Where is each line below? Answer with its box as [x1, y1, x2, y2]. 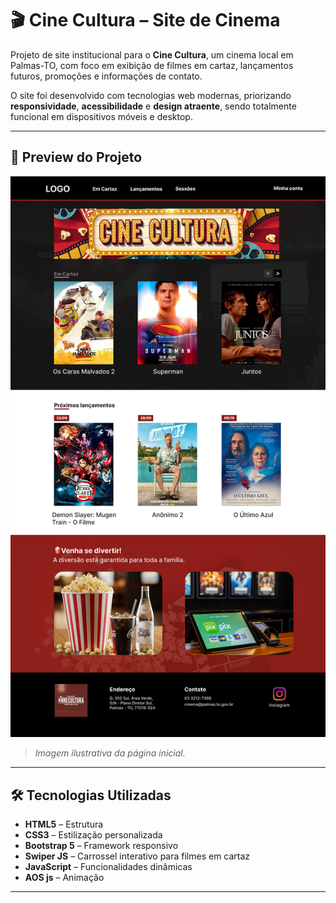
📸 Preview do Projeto [10, 149, 143, 166]
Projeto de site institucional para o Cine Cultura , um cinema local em [10, 48, 294, 61]
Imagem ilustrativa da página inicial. [34, 747, 186, 759]
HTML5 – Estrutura [24, 818, 104, 831]
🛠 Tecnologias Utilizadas [10, 787, 172, 804]
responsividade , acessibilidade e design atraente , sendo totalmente [10, 100, 297, 112]
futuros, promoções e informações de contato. [10, 70, 203, 82]
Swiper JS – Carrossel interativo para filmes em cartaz [24, 850, 251, 862]
